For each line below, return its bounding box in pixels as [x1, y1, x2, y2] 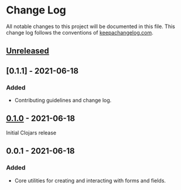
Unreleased [6, 46, 50, 56]
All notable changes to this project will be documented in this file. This [6, 23, 176, 30]
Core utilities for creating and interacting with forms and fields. [14, 177, 166, 184]
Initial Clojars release [6, 129, 57, 136]
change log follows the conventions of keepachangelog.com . [6, 29, 153, 36]
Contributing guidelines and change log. [14, 97, 112, 104]
